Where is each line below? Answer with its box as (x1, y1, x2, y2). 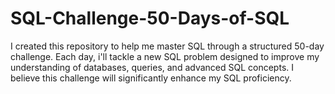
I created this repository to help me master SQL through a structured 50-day (10, 40, 325, 52)
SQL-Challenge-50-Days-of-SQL (10, 7, 290, 30)
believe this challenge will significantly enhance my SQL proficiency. (10, 72, 292, 84)
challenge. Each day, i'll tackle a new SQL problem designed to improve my (10, 50, 320, 62)
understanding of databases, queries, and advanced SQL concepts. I (10, 61, 295, 73)
